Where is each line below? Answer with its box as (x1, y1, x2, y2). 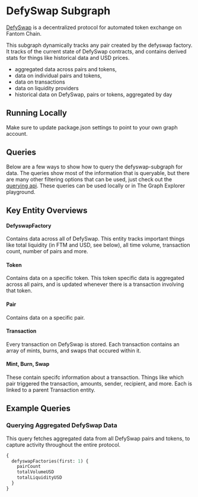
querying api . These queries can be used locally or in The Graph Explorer (6, 182, 186, 189)
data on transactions (14, 78, 65, 85)
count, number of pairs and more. (6, 248, 88, 255)
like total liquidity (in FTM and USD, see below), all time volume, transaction (6, 241, 190, 249)
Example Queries (6, 403, 71, 413)
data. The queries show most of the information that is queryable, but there (6, 169, 190, 176)
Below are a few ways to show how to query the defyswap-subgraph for (6, 163, 183, 170)
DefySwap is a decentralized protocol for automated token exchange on (6, 24, 182, 31)
